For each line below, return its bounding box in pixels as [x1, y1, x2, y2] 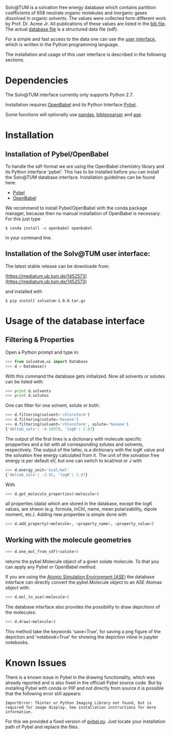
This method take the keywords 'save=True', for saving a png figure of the [5, 628, 161, 634]
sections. [5, 57, 25, 63]
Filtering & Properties [5, 335, 75, 344]
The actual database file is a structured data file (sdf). [5, 26, 118, 32]
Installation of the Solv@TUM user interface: [5, 249, 151, 258]
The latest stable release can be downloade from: [5, 263, 110, 269]
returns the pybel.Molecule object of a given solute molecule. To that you [5, 558, 159, 565]
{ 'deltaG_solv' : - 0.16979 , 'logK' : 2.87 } [5, 426, 95, 431]
